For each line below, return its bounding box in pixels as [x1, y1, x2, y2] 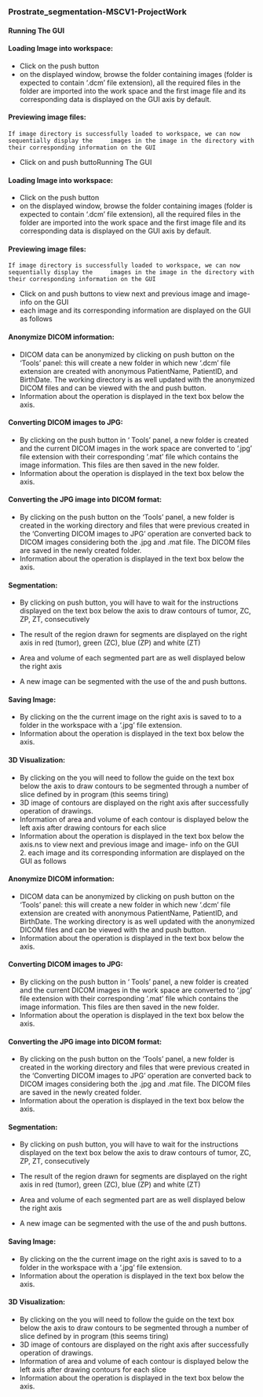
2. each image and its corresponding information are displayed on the [19, 847, 246, 858]
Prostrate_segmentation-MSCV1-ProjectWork [8, 6, 187, 17]
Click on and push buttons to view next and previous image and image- [19, 289, 250, 298]
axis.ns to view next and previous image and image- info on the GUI [19, 839, 239, 849]
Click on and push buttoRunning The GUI [19, 157, 152, 166]
